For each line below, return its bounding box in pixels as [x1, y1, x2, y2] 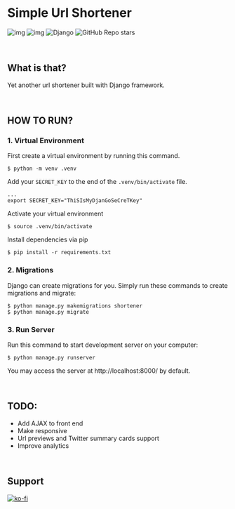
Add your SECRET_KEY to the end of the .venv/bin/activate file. [7, 178, 187, 186]
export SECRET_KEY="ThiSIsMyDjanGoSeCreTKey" [7, 197, 142, 204]
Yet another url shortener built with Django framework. [7, 81, 165, 89]
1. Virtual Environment [7, 135, 84, 145]
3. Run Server [7, 324, 55, 334]
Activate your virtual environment [7, 209, 104, 218]
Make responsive [17, 426, 68, 435]
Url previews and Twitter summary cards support [17, 434, 160, 442]
